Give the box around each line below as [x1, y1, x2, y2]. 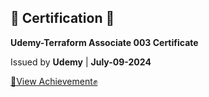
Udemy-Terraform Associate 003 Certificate [10, 36, 199, 48]
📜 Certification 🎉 [10, 10, 115, 27]
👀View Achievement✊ [10, 75, 98, 87]
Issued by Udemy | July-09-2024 [10, 56, 152, 68]
